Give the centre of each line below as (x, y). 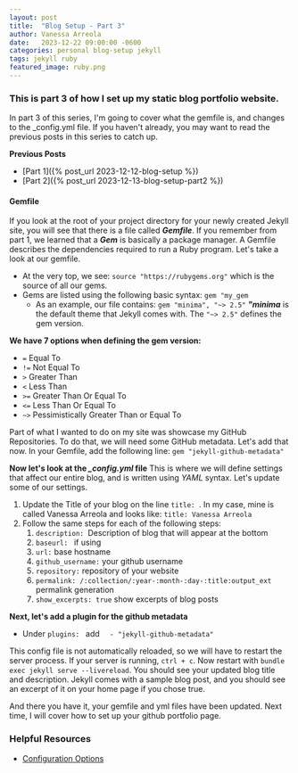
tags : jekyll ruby (43, 59)
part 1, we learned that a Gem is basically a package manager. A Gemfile (143, 240)
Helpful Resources (50, 739)
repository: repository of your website (107, 571)
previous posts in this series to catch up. (84, 137)
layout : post (33, 17)
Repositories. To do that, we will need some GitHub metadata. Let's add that (149, 441)
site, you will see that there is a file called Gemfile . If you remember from (143, 230)
